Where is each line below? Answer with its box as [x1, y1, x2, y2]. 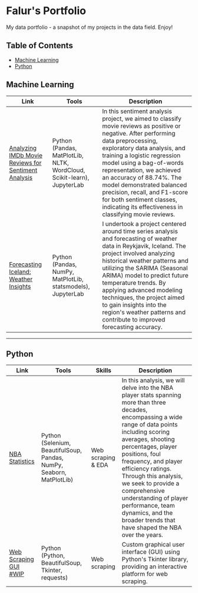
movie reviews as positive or [102, 122, 181, 130]
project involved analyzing [102, 249, 175, 257]
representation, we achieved [102, 166, 181, 174]
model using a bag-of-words [102, 158, 184, 167]
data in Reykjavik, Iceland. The [102, 241, 187, 250]
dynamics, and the [121, 509, 173, 517]
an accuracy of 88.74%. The [102, 173, 182, 181]
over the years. [121, 531, 163, 539]
